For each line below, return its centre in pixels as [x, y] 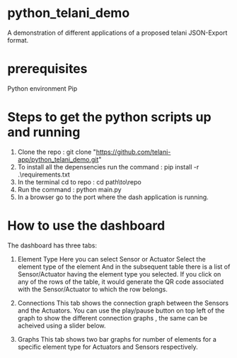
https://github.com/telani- [133, 152]
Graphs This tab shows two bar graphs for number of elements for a [117, 339]
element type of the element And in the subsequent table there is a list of [124, 267]
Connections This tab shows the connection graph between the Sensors [123, 303]
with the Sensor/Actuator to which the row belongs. [92, 289]
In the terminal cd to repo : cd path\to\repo [79, 181]
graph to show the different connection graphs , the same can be [112, 318]
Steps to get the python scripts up [109, 117]
